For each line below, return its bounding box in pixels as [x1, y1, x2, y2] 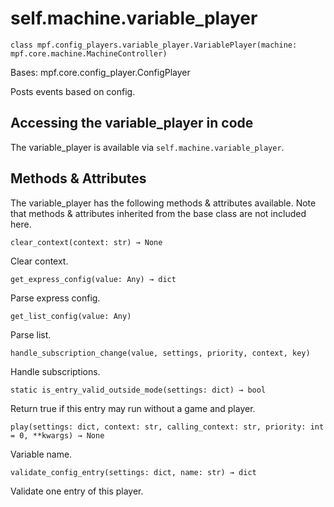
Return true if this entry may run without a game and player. [10, 402, 256, 414]
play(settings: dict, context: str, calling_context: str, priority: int [10, 422, 325, 432]
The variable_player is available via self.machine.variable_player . [10, 141, 285, 153]
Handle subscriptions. [10, 365, 101, 377]
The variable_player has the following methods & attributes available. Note [10, 197, 317, 209]
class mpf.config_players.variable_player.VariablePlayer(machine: [10, 40, 298, 50]
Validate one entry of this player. [10, 485, 144, 497]
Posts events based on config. [10, 85, 136, 97]
